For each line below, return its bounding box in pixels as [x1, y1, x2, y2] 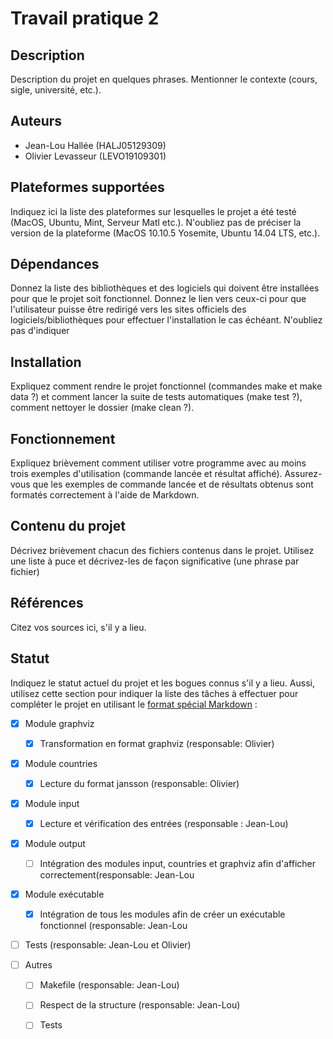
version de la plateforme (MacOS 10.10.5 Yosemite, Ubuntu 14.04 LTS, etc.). [10, 227, 321, 239]
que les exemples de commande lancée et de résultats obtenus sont [32, 478, 314, 491]
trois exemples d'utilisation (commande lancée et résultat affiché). [10, 468, 283, 480]
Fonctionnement [10, 430, 116, 447]
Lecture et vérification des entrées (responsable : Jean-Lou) [39, 817, 289, 829]
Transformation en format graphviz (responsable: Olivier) [39, 737, 275, 749]
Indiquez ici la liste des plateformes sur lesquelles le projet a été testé [10, 205, 297, 217]
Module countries [24, 757, 98, 769]
